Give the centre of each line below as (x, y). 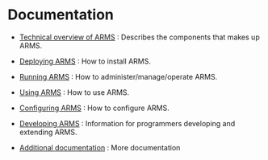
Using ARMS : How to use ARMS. (74, 92)
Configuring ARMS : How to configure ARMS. (94, 108)
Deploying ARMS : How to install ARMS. (85, 61)
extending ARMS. (48, 132)
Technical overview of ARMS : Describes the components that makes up (139, 37)
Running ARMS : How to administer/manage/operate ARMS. (118, 76)
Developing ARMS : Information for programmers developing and (127, 123)
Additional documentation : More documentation (100, 147)
